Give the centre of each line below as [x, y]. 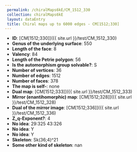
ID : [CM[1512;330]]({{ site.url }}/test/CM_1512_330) [64, 38]
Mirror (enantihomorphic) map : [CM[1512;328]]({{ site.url [72, 97]
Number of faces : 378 [35, 81]
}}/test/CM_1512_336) [34, 113]
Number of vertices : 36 [37, 70]
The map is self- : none [36, 87]
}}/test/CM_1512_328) [34, 102]
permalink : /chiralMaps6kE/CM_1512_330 [49, 10]
